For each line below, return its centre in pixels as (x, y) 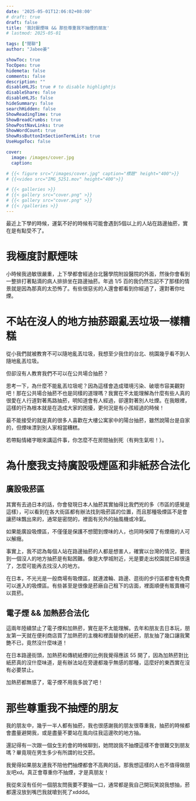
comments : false (26, 76)
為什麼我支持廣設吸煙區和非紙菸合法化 (98, 465)
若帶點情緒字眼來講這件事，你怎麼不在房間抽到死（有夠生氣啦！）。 (87, 440)
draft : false (22, 22)
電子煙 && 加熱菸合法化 (48, 613)
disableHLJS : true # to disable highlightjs (61, 87)
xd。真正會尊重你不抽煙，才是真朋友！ (62, 772)
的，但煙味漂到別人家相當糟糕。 (44, 427)
